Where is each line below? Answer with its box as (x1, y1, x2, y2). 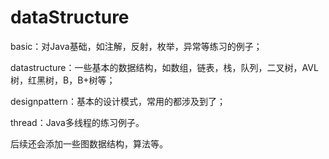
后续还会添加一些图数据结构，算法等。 (10, 137, 168, 150)
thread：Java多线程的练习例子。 (10, 116, 145, 128)
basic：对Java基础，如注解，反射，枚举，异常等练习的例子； (10, 40, 263, 52)
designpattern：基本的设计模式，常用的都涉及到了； (10, 95, 226, 107)
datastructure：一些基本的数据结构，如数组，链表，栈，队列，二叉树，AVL (10, 61, 319, 73)
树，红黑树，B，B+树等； (10, 74, 116, 86)
